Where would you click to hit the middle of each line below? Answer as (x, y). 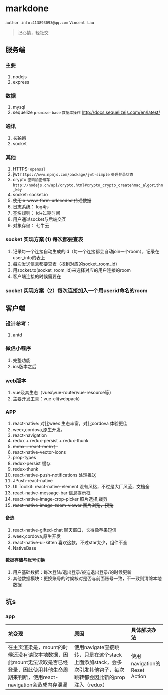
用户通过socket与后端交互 (39, 219)
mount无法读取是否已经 (41, 662)
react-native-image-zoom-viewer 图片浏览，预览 (63, 505)
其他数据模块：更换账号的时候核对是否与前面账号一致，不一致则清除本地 (87, 578)
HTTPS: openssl (29, 169)
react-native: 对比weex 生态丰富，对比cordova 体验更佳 (70, 424)
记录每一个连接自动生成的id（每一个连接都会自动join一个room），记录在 (86, 251)
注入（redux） (91, 685)
